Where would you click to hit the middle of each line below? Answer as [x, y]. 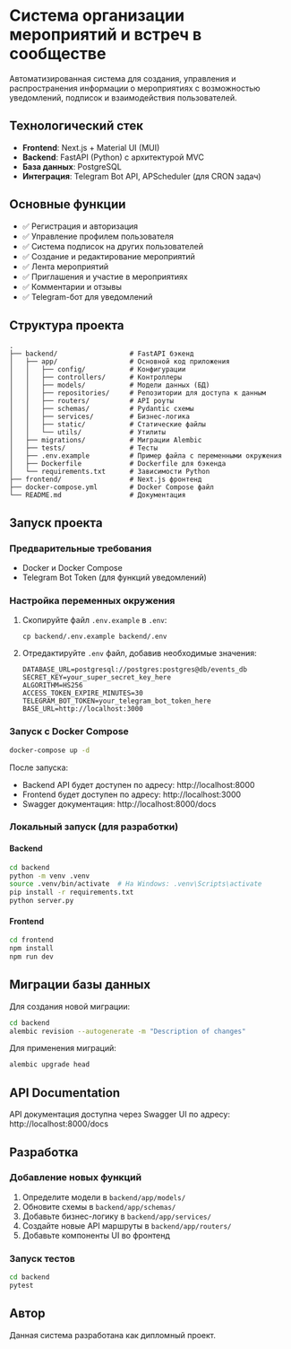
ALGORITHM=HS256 [52, 686]
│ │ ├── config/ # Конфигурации [98, 370]
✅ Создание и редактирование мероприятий [108, 256]
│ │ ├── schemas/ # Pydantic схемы [102, 409]
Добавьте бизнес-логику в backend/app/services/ [117, 1216]
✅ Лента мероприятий [65, 267]
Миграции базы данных [80, 985]
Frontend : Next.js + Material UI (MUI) [91, 147]
